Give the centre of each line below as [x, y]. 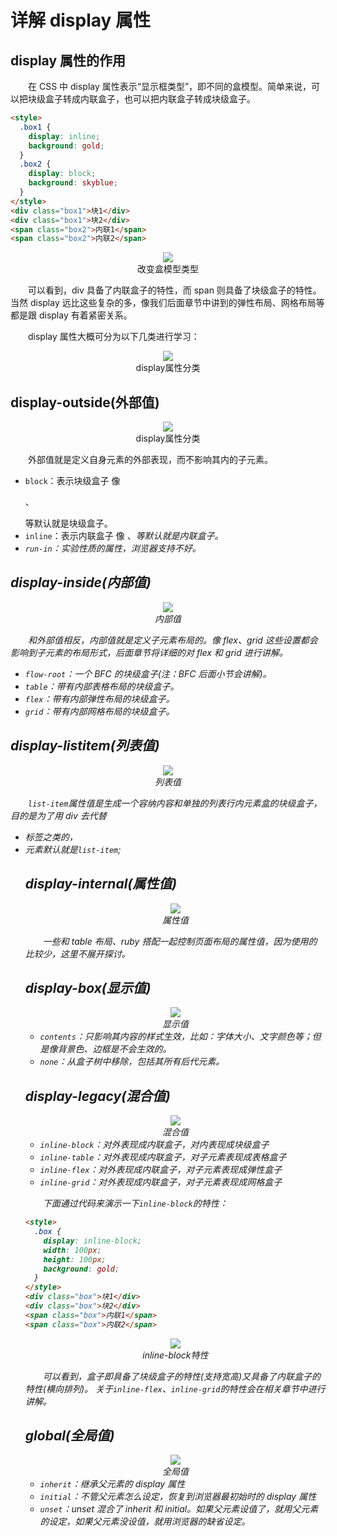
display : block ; [62, 174]
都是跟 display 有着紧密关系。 [71, 315]
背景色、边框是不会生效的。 [114, 1049]
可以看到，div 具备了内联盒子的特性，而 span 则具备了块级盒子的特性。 [175, 290]
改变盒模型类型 [168, 269]
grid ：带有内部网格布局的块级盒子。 [99, 711]
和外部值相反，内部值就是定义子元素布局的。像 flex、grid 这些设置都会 [173, 640]
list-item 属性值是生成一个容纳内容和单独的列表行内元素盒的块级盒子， [175, 803]
